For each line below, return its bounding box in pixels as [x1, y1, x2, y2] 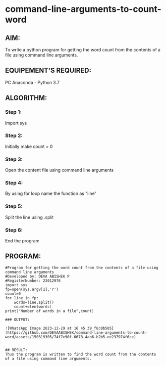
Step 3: [5, 156, 23, 163]
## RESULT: [5, 347, 28, 352]
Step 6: [5, 227, 23, 233]
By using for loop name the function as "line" [5, 190, 97, 196]
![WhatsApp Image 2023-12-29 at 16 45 [5, 325, 85, 331]
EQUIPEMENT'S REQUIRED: [5, 66, 92, 75]
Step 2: [5, 132, 23, 139]
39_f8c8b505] [87, 325, 114, 331]
